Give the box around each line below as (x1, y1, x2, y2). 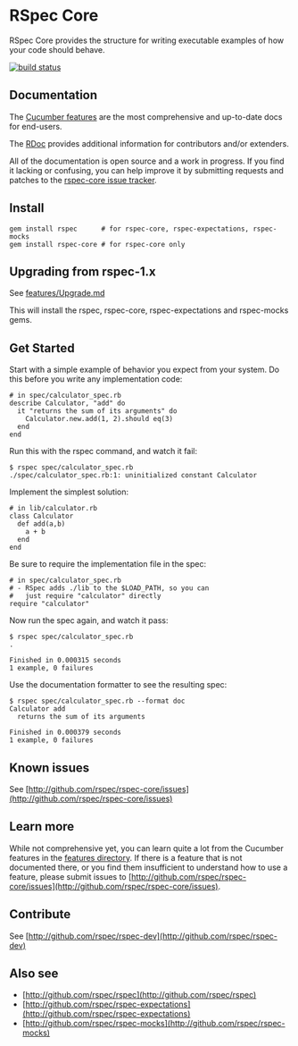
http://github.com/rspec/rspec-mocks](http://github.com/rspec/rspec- (25, 1018, 286, 1029)
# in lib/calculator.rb (9, 504, 98, 513)
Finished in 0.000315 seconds (9, 656, 122, 665)
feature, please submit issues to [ (9, 871, 132, 882)
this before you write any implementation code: (9, 374, 183, 384)
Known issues (9, 760, 90, 775)
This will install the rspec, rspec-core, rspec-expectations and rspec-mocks (9, 305, 289, 316)
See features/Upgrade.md (9, 288, 105, 299)
